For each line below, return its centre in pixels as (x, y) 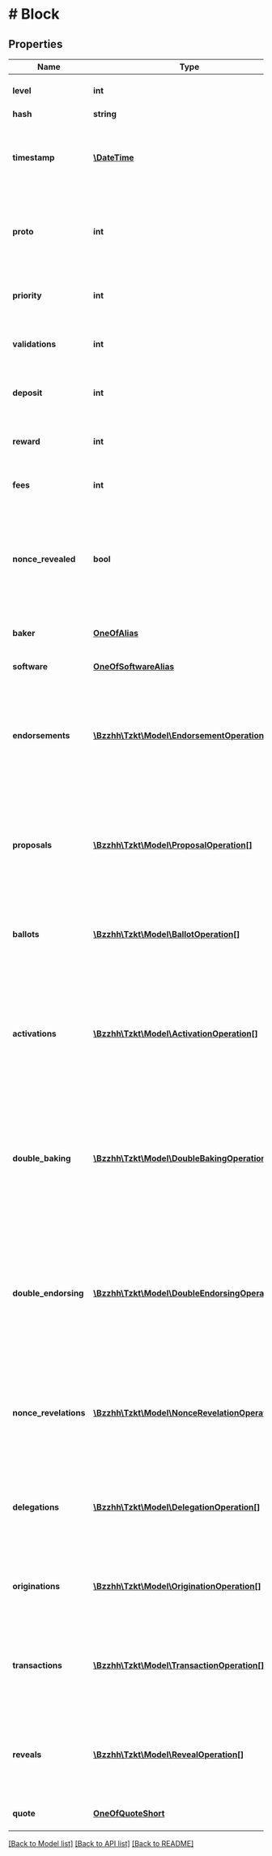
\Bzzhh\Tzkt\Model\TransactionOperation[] (178, 1665)
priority (27, 295)
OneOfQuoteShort (129, 1813)
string (105, 114)
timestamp (34, 157)
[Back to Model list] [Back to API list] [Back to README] (101, 1843)
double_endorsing (48, 1293)
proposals (32, 845)
